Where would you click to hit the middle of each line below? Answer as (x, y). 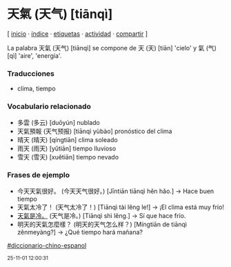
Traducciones (31, 73)
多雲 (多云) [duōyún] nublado (58, 122)
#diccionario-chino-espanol (47, 245)
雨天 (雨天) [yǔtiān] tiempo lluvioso (67, 148)
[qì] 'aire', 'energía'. (34, 55)
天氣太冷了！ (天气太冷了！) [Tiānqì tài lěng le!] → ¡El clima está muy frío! (120, 207)
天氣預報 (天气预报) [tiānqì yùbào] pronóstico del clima (94, 131)
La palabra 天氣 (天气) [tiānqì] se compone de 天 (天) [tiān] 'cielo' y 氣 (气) (112, 48)
